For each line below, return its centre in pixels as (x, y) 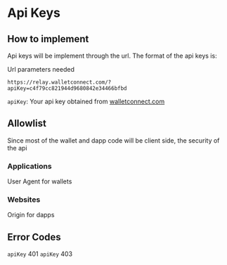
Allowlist (27, 123)
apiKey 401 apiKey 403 (40, 254)
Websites (24, 200)
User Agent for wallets (40, 181)
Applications (30, 166)
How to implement (48, 39)
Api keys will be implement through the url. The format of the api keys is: (112, 56)
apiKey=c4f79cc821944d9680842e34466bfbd (67, 89)
